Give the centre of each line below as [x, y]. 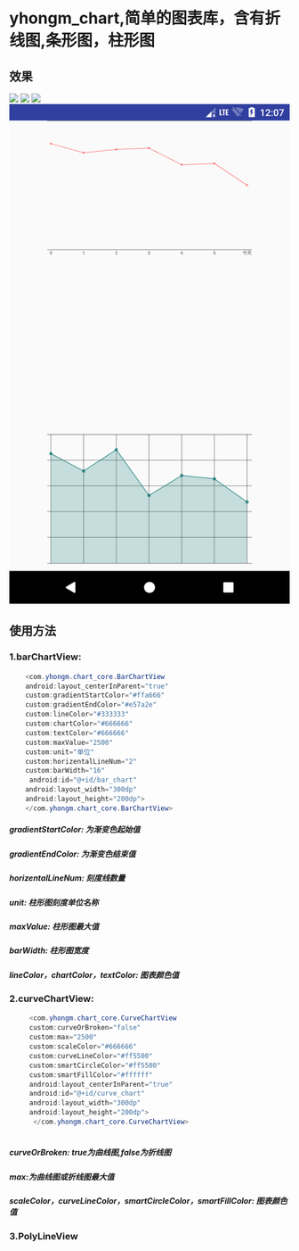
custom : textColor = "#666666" [77, 733]
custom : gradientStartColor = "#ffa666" [95, 696]
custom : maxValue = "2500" [69, 742]
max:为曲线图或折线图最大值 [62, 1176]
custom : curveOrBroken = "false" [85, 1028]
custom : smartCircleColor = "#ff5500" [95, 1065]
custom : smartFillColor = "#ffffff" [91, 1075]
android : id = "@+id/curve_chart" [87, 1094]
